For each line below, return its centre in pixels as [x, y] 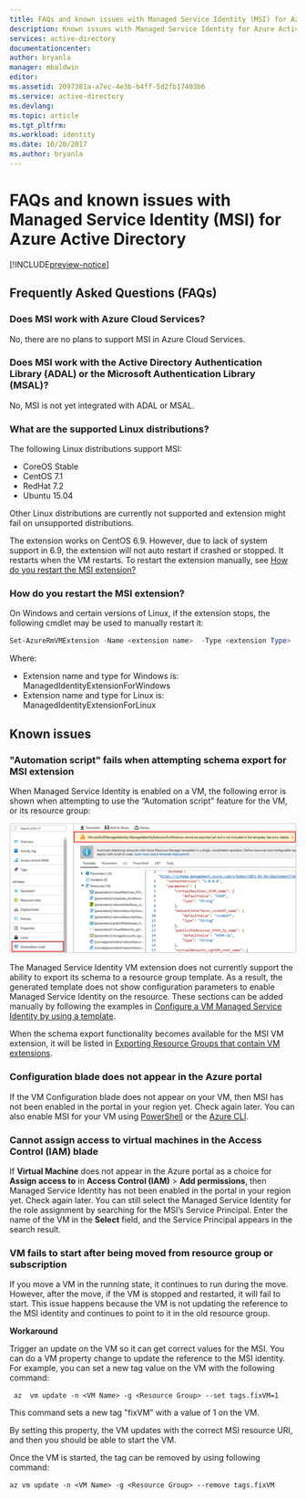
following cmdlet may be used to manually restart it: [107, 623]
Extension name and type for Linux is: [93, 696]
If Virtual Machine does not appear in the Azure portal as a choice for [141, 1171]
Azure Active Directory [98, 240]
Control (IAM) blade [54, 1151]
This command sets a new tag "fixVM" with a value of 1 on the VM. [134, 1413]
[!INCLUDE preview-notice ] [59, 264]
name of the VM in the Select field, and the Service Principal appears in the [151, 1220]
